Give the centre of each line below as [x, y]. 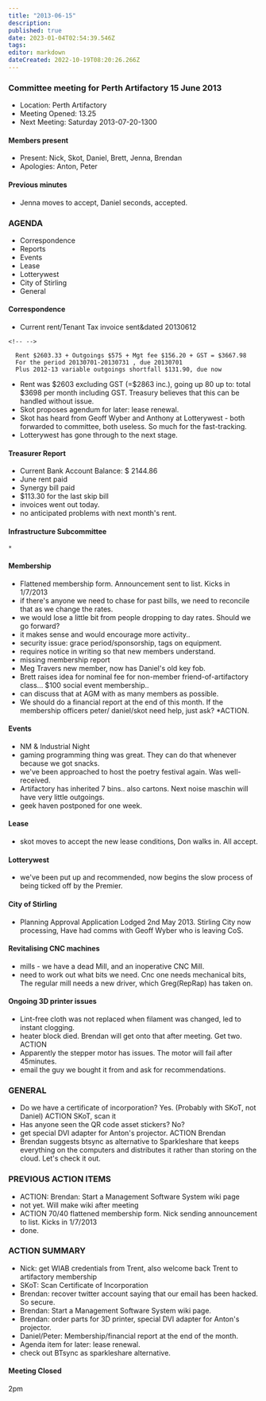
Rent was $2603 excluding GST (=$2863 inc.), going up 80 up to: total [135, 384]
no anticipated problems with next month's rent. [98, 513]
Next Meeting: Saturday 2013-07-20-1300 [88, 122]
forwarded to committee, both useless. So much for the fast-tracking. [133, 427]
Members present [39, 140]
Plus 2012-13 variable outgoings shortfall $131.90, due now [119, 370]
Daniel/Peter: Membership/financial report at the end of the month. [129, 1336]
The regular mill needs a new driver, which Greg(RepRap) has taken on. [136, 983]
